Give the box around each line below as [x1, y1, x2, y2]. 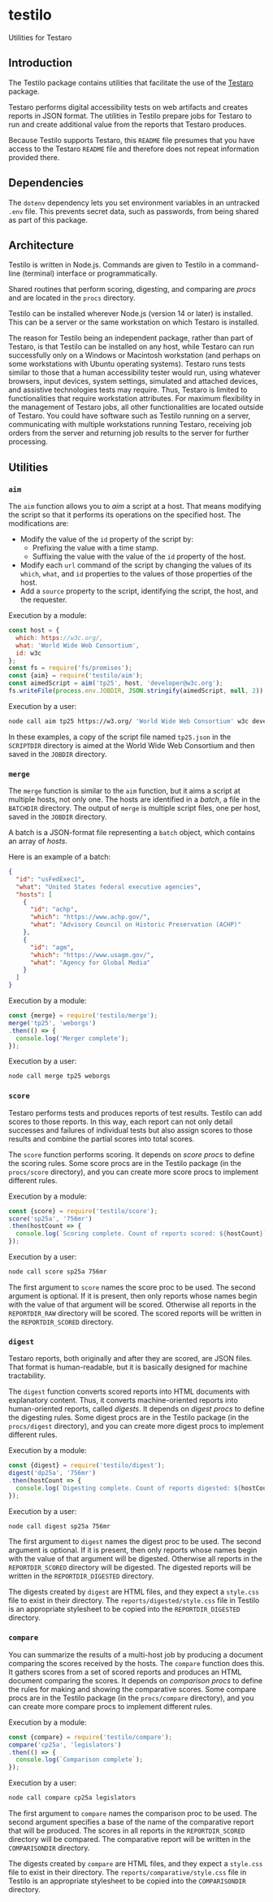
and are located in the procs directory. [8, 293, 136, 302]
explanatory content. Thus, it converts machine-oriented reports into [8, 1395, 238, 1405]
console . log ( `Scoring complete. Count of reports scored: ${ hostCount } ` [15, 1230, 267, 1238]
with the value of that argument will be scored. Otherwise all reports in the [8, 1299, 257, 1309]
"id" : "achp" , [29, 905, 79, 914]
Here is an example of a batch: [8, 852, 111, 862]
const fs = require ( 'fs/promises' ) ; [8, 664, 132, 672]
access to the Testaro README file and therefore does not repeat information [8, 144, 260, 154]
